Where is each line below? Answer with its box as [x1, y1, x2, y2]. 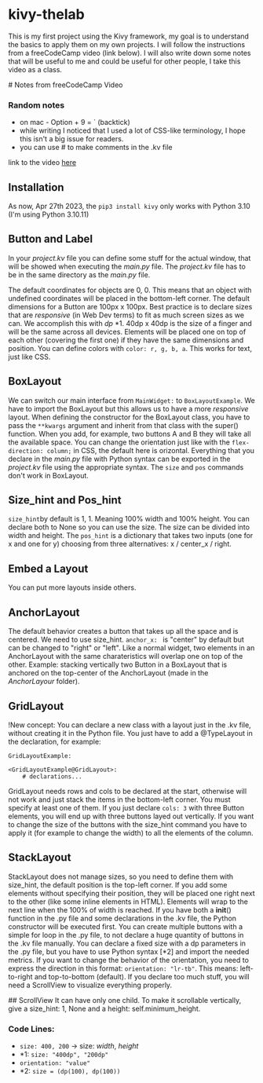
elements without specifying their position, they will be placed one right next [8, 888, 255, 898]
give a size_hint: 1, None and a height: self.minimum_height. [8, 1004, 201, 1013]
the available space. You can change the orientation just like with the [8, 437, 230, 447]
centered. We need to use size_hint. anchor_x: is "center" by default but [8, 635, 245, 645]
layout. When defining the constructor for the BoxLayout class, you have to [8, 412, 250, 422]
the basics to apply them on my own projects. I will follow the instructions [8, 39, 246, 49]
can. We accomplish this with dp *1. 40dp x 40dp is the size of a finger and [8, 318, 253, 327]
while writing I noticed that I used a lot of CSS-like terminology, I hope [19, 126, 246, 135]
